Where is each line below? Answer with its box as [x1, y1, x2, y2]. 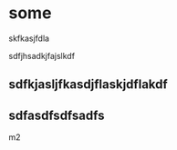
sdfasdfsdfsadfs [8, 107, 106, 123]
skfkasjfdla [8, 33, 50, 44]
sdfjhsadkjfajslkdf [8, 50, 75, 61]
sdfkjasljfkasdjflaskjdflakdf [8, 76, 168, 93]
